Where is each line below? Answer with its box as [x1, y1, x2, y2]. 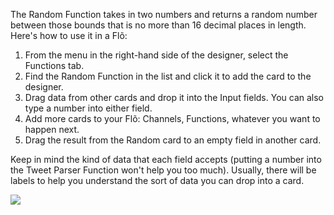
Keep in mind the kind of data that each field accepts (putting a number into [10, 154, 322, 165]
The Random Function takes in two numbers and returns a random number [10, 9, 318, 20]
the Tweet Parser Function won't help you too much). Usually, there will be [10, 164, 317, 176]
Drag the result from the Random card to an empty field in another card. [24, 134, 322, 146]
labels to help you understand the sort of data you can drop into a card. [10, 175, 305, 186]
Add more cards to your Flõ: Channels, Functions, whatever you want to [24, 113, 321, 124]
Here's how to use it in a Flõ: [10, 30, 128, 41]
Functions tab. [24, 60, 85, 71]
